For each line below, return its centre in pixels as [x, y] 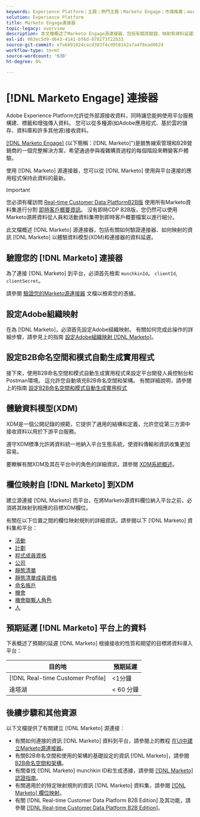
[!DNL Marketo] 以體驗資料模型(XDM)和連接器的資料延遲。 [85, 237]
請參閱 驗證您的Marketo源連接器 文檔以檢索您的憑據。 [73, 294]
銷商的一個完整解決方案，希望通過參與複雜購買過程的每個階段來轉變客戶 [95, 151]
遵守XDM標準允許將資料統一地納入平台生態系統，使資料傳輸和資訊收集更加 [98, 444]
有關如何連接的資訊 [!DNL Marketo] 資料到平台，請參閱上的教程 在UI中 [101, 741]
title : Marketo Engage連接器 [41, 23]
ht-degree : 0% [24, 61]
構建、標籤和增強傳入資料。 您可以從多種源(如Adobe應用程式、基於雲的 [94, 123]
